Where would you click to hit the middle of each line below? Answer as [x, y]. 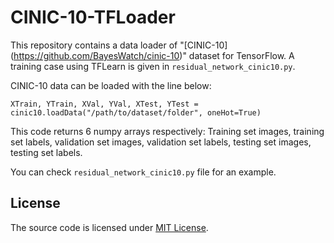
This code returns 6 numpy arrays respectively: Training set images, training [167, 131]
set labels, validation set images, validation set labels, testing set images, [161, 142]
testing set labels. [46, 152]
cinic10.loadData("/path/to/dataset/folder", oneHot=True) [136, 112]
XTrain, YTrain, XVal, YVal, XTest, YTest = [104, 104]
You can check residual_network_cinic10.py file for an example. [143, 172]
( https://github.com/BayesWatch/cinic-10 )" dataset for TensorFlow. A [152, 55]
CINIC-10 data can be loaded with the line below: [111, 85]
